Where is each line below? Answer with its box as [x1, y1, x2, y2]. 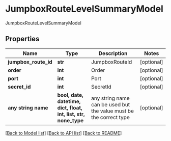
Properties [5, 35, 40, 43]
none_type [57, 117, 84, 124]
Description [98, 49, 128, 57]
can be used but [91, 101, 130, 108]
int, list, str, [57, 110, 85, 118]
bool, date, [57, 91, 83, 98]
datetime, [57, 98, 81, 105]
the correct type [91, 114, 130, 121]
